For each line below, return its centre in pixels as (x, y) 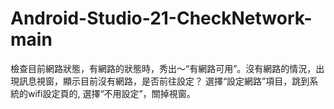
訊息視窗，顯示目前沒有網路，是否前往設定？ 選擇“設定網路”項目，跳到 (164, 81)
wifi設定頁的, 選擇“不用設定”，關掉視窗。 (111, 93)
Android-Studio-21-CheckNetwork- (161, 18)
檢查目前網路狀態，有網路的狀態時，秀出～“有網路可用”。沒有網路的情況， (163, 68)
